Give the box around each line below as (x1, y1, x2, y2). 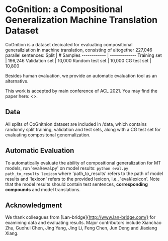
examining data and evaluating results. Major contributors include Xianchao (5, 220, 162, 226)
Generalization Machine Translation (5, 14, 157, 26)
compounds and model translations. (5, 186, 81, 192)
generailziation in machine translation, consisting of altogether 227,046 (5, 47, 152, 53)
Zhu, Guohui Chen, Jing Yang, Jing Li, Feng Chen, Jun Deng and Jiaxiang (5, 225, 157, 231)
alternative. (5, 78, 29, 84)
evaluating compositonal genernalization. (5, 132, 91, 138)
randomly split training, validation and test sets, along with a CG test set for (5, 126, 161, 132)
